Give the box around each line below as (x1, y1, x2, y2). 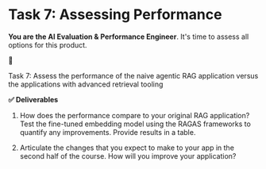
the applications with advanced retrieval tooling (8, 79, 164, 89)
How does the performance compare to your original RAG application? (19, 110, 250, 120)
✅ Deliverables (8, 94, 59, 104)
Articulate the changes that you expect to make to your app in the (19, 143, 234, 152)
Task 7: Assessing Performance (8, 6, 222, 24)
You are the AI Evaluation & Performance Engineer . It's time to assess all (8, 32, 249, 41)
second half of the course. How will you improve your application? (19, 151, 237, 160)
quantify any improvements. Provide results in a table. (19, 127, 196, 136)
